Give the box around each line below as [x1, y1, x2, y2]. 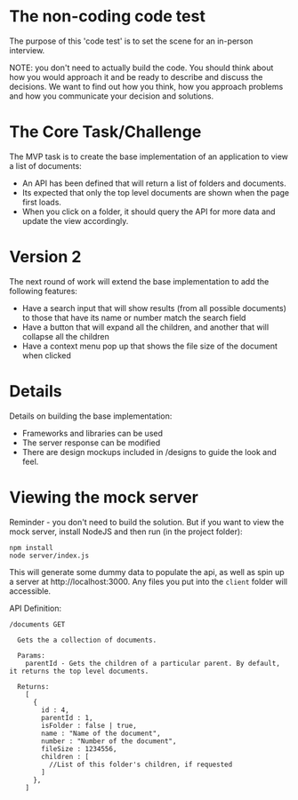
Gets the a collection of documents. [17, 636, 157, 644]
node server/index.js [9, 551, 90, 560]
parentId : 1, [41, 713, 93, 722]
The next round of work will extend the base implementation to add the [9, 276, 270, 286]
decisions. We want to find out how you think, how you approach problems [9, 81, 284, 92]
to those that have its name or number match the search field [21, 312, 246, 323]
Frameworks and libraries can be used [21, 428, 163, 438]
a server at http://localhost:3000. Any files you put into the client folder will [9, 576, 287, 587]
